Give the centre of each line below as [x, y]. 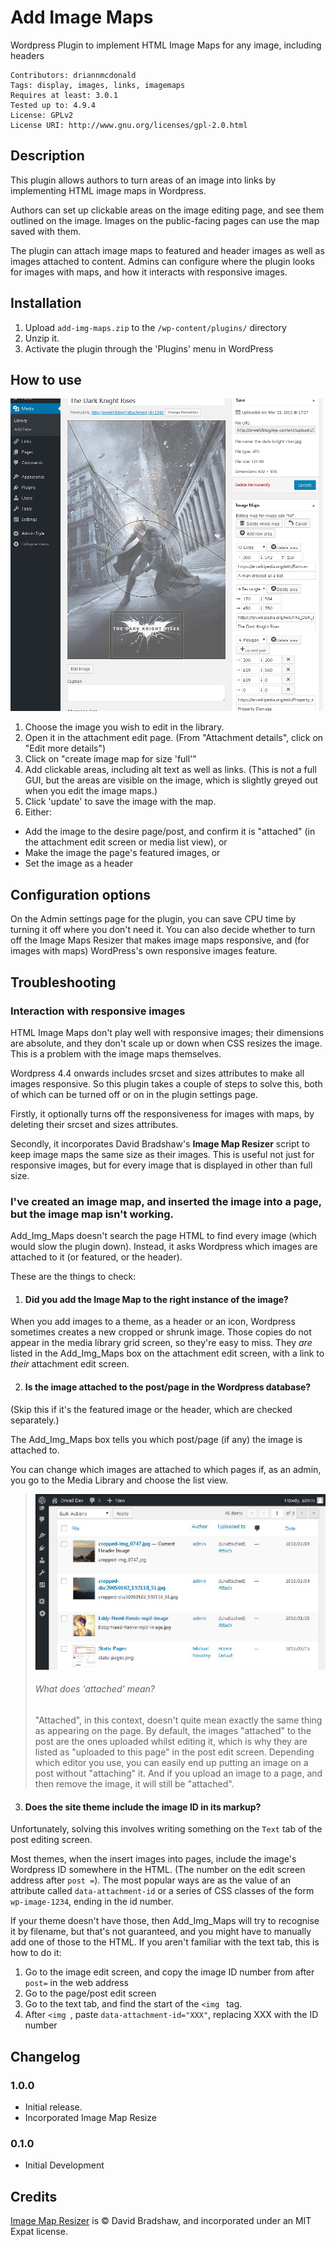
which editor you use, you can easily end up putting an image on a [171, 1763]
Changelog [45, 2056]
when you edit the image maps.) [91, 791]
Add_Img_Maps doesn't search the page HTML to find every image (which [163, 1236]
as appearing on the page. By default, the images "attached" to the [173, 1731]
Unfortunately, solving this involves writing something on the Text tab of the [166, 1829]
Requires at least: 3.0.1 [64, 95]
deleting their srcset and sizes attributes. [94, 1124]
